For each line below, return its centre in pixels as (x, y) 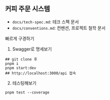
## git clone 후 (21, 59)
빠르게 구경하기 (20, 38)
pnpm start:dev (21, 68)
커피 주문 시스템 (28, 9)
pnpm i (12, 63)
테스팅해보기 (24, 83)
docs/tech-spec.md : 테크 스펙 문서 (45, 22)
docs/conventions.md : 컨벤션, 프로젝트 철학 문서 (59, 28)
